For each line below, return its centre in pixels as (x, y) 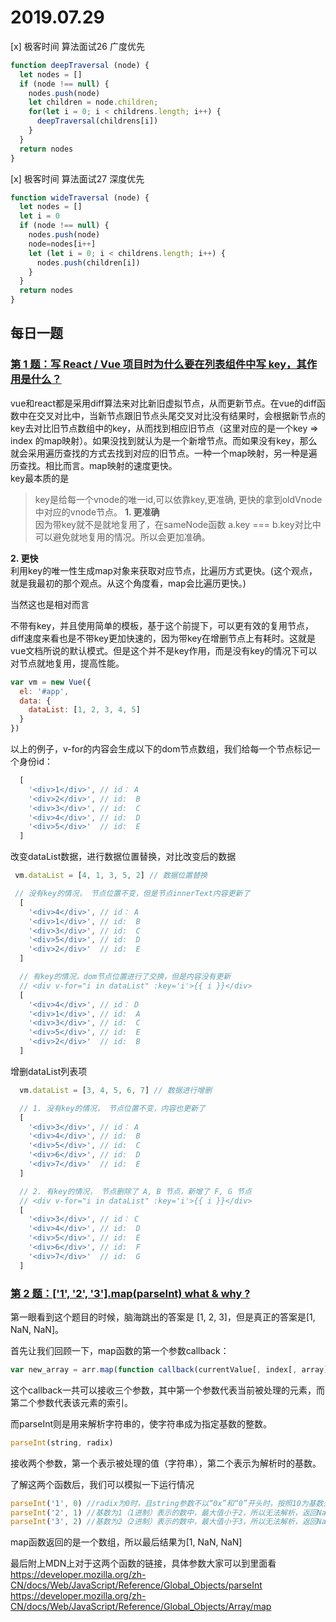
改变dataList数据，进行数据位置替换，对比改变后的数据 (123, 857)
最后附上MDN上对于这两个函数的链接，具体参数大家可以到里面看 (143, 1563)
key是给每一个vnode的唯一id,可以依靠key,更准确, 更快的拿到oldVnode (178, 499)
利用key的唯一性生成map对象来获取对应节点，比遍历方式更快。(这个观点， (164, 570)
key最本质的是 (40, 478)
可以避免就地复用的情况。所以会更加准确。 (122, 537)
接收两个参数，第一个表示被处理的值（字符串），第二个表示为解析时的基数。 (166, 1463)
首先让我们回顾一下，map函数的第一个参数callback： (120, 1350)
